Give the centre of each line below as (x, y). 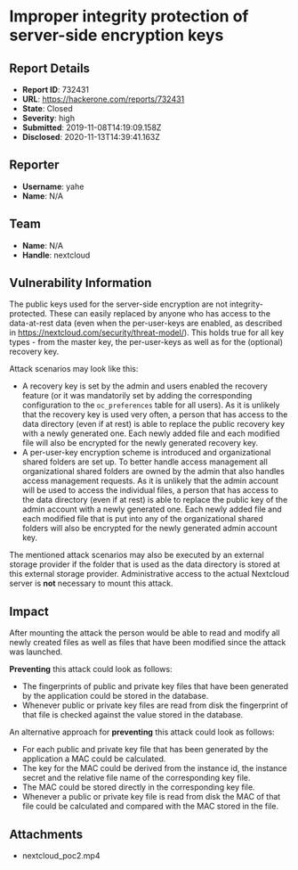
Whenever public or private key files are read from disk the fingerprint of (155, 705)
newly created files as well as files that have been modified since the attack (148, 643)
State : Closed (47, 108)
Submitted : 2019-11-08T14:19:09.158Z (92, 127)
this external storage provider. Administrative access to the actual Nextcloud (149, 574)
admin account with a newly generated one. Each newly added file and (152, 509)
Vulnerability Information (81, 283)
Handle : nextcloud (56, 255)
